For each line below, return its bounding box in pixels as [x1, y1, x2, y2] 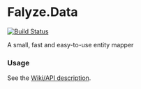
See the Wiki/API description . [7, 74, 91, 82]
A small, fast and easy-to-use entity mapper [7, 40, 134, 49]
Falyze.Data [7, 4, 78, 20]
